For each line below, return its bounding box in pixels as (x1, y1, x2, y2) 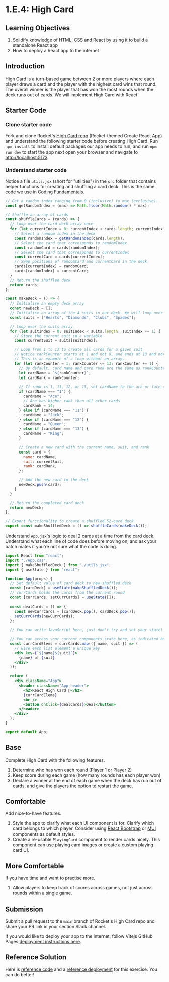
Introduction (5, 62, 45, 71)
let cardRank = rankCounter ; (18, 375, 80, 381)
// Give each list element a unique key (14, 646, 100, 651)
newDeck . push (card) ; (18, 482, 62, 487)
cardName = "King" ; (23, 431, 64, 436)
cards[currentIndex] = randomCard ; (14, 264, 89, 269)
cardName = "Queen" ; (23, 422, 66, 427)
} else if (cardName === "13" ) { (18, 426, 89, 431)
